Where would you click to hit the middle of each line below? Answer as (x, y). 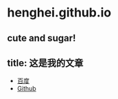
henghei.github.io (59, 13)
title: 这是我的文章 (45, 63)
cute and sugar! (42, 38)
